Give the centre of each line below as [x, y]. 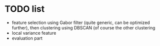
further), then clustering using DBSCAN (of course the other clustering [83, 27]
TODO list [25, 9]
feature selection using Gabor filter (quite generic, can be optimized [81, 23]
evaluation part [27, 38]
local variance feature [34, 33]
